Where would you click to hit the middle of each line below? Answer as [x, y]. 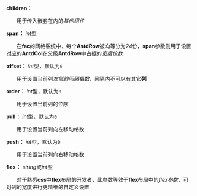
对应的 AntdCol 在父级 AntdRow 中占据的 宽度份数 [65, 53]
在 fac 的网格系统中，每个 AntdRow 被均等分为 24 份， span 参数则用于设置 [104, 46]
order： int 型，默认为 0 [34, 91]
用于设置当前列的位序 [42, 104]
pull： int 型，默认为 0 [32, 116]
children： [19, 8]
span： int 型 [21, 33]
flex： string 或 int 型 [30, 167]
